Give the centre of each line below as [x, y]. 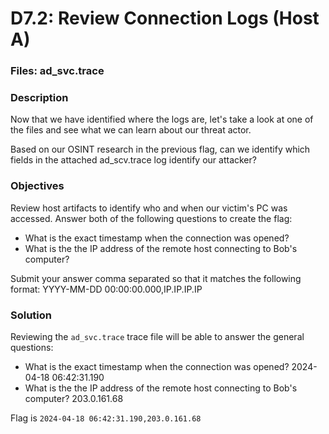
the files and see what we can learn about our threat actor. [131, 130]
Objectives [37, 186]
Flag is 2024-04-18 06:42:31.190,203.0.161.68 [106, 418]
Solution [31, 315]
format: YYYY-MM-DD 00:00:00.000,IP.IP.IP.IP [106, 289]
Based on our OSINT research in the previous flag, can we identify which [160, 149]
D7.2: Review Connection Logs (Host [165, 18]
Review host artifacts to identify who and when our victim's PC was [149, 208]
